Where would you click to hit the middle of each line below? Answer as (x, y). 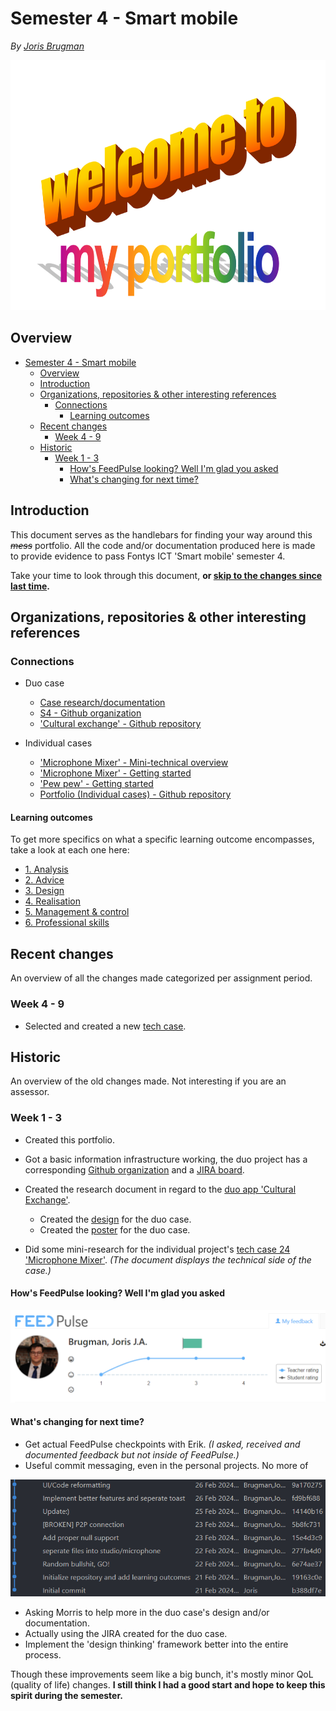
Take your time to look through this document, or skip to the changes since (166, 575)
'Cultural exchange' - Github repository (120, 724)
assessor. (30, 1092)
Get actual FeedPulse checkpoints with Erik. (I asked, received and (162, 1444)
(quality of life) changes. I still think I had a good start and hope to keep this (168, 1684)
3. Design (44, 891)
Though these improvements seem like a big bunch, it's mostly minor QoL (162, 1674)
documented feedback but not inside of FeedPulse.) (132, 1454)
